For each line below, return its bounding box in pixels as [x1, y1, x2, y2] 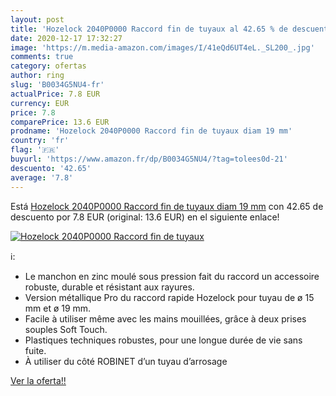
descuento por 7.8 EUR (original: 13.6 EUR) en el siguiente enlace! [10, 211, 280, 223]
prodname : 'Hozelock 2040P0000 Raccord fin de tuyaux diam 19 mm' [10, 126, 293, 136]
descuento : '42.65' [10, 163, 92, 173]
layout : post [10, 14, 65, 25]
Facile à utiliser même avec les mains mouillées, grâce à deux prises [24, 312, 307, 325]
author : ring [10, 71, 65, 81]
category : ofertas [10, 61, 87, 71]
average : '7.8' [10, 172, 74, 183]
